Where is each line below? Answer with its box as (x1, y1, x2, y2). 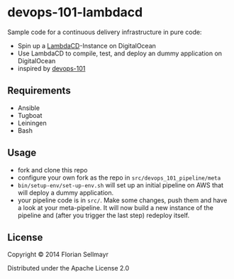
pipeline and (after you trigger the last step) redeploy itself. (17, 211, 190, 219)
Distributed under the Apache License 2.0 (7, 264, 130, 273)
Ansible (17, 104, 40, 112)
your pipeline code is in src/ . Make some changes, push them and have (17, 196, 228, 204)
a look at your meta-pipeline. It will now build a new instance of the (17, 203, 214, 212)
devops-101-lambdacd (7, 4, 143, 21)
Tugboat (17, 111, 43, 119)
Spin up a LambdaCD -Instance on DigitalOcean (17, 41, 156, 50)
